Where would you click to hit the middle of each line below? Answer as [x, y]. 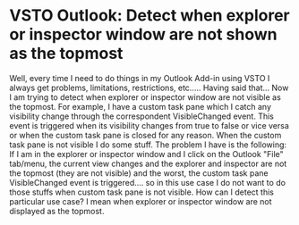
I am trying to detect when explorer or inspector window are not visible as [145, 97]
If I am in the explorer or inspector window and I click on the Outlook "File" [146, 154]
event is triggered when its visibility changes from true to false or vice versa [149, 125]
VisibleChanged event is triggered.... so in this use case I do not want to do [148, 182]
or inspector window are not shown [143, 34]
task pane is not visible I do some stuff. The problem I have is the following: [148, 145]
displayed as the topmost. [57, 211]
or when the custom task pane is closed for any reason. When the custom [145, 135]
